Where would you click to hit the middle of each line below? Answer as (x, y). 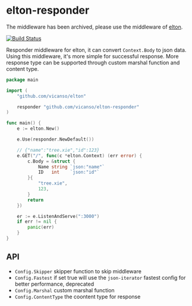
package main (22, 80)
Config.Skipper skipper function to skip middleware (78, 271)
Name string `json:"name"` (71, 167)
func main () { (24, 123)
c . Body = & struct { (52, 161)
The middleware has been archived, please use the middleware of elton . (95, 27)
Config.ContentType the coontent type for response (78, 296)
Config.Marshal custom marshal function (64, 290)
